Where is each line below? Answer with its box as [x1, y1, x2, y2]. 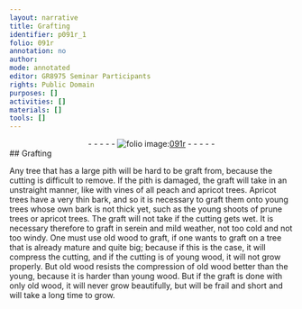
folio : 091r [9, 38, 54, 48]
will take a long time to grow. [9, 290, 115, 301]
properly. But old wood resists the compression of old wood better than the [9, 261, 288, 272]
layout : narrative [9, 13, 78, 23]
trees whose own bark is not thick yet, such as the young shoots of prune [9, 204, 282, 214]
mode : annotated [9, 64, 70, 73]
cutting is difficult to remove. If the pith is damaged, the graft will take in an [9, 175, 288, 186]
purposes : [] [9, 88, 59, 97]
